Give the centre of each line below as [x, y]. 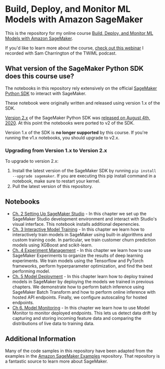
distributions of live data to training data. [53, 323]
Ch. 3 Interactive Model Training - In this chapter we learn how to [78, 229]
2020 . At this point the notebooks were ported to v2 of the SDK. [70, 123]
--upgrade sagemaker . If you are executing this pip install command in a [84, 176]
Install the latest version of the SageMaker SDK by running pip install [84, 171]
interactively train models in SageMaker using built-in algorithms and [82, 234]
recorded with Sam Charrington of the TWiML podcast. [61, 53]
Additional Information [40, 339]
